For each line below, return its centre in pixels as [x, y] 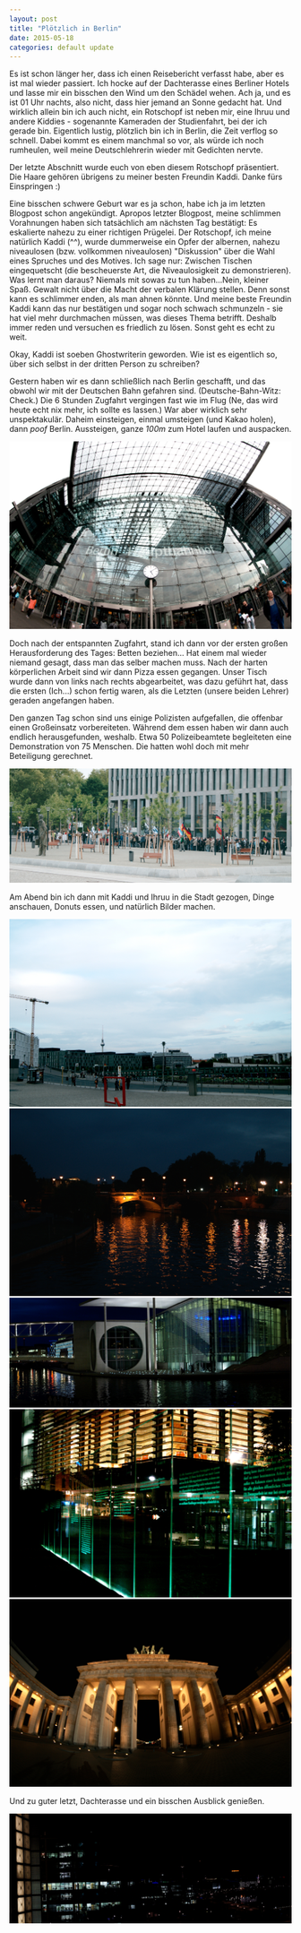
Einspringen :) [35, 186]
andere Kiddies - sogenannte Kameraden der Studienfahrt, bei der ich [138, 122]
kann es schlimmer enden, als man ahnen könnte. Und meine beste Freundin [150, 299]
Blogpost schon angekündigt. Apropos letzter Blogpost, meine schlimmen [145, 213]
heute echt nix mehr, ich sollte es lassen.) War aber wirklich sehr [129, 410]
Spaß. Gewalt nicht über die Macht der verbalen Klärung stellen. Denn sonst [150, 289]
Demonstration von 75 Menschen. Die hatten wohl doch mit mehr [129, 746]
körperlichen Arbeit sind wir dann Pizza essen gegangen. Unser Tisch [138, 672]
